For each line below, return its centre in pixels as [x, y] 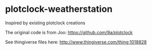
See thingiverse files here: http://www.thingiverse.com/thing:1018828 [76, 42]
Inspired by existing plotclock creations [45, 23]
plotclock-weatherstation [59, 9]
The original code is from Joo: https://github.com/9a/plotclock [69, 32]
